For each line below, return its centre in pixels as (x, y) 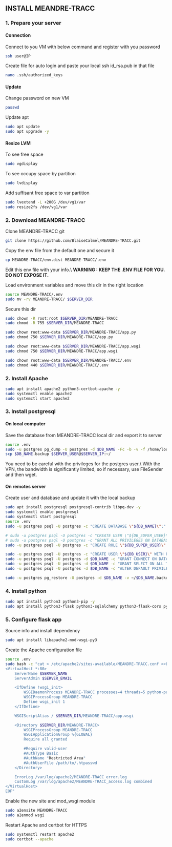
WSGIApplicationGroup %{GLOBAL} (58, 735)
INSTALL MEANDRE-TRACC (50, 8)
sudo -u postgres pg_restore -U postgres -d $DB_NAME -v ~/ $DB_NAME (80, 578)
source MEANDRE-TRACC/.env (34, 294)
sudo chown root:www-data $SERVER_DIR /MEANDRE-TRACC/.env (68, 360)
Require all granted (46, 739)
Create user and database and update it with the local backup (70, 498)
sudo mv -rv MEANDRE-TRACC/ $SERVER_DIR (49, 299)
